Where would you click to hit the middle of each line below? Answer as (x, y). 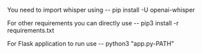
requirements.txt (31, 30)
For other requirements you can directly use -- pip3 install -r (93, 23)
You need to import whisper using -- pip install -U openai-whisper (101, 10)
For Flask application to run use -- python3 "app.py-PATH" (91, 43)
